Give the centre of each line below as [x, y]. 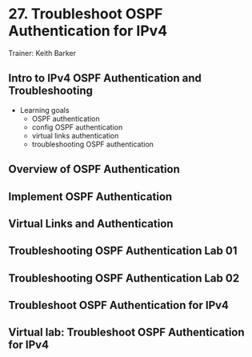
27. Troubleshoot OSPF [86, 14]
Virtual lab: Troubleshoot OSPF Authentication [127, 333]
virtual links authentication [75, 135]
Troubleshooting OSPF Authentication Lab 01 [123, 251]
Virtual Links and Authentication [91, 224]
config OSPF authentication [77, 127]
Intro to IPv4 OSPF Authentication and [105, 78]
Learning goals [44, 110]
